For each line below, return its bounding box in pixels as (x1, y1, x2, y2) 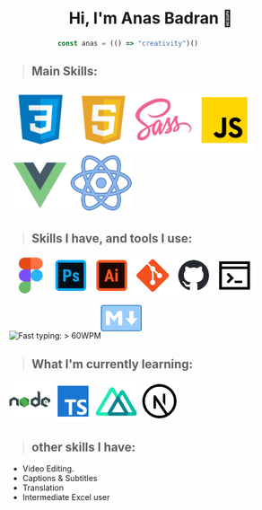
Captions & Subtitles (22, 473, 98, 484)
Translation (22, 482, 65, 493)
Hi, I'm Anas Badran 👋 (68, 8, 233, 29)
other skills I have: (31, 439, 136, 454)
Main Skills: (31, 64, 99, 79)
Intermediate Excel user (22, 492, 110, 503)
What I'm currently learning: (31, 356, 194, 372)
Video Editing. (22, 463, 74, 474)
